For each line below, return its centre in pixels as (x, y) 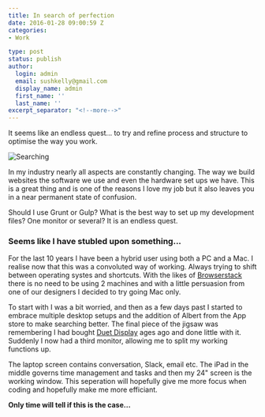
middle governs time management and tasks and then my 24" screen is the (130, 373)
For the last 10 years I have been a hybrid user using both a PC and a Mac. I (131, 258)
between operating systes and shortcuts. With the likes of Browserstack (125, 275)
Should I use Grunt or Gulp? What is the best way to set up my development (131, 212)
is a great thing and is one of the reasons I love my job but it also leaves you (131, 189)
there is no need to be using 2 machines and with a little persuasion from (127, 284)
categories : (28, 30)
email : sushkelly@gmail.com (62, 81)
